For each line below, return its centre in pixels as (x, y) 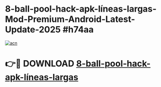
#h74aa (78, 30)
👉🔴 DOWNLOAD (40, 64)
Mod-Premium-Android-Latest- (70, 19)
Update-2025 (33, 30)
